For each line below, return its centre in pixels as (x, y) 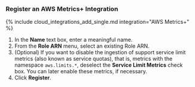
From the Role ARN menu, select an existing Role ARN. (82, 46)
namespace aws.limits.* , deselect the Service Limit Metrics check (99, 65)
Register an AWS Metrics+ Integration (62, 9)
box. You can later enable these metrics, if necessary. (81, 72)
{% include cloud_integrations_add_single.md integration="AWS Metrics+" (97, 22)
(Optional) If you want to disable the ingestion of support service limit (100, 52)
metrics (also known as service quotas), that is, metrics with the (93, 59)
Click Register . (33, 78)
